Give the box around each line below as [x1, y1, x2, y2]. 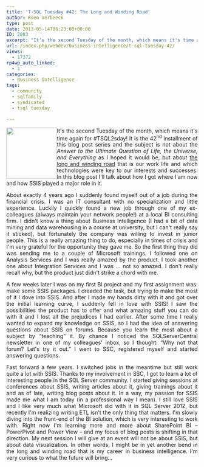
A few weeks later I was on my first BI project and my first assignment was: [6, 281, 198, 288]
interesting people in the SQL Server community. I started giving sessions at [6, 376, 198, 384]
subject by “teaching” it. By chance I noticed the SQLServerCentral [6, 333, 198, 340]
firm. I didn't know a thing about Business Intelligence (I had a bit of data [6, 217, 198, 225]
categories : [6, 71, 36, 77]
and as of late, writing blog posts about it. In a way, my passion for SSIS [6, 390, 198, 397]
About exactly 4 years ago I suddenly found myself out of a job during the [6, 192, 198, 199]
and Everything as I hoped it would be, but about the [56, 154, 198, 161]
